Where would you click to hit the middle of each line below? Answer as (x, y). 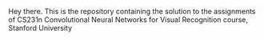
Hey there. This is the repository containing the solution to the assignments (132, 11)
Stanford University (40, 28)
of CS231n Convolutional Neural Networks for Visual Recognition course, (128, 20)
